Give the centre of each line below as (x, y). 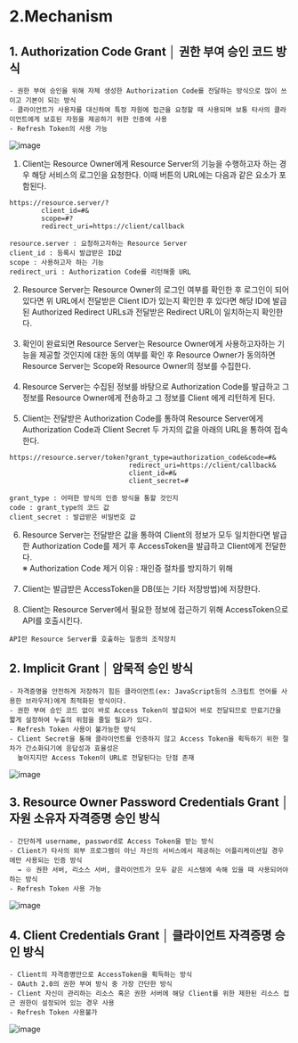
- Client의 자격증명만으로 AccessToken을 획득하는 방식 (101, 975)
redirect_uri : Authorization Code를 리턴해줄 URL (100, 272)
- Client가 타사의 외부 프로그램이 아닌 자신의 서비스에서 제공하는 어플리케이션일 (139, 850)
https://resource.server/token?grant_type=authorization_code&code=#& (143, 457)
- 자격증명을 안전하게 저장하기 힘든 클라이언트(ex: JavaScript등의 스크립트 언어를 (143, 691)
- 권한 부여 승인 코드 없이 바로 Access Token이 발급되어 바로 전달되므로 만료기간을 (145, 710)
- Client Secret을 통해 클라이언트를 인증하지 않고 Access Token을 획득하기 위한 (144, 739)
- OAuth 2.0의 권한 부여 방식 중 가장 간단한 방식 (91, 984)
